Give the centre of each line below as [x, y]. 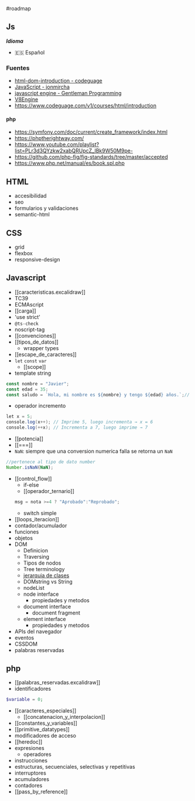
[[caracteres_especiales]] [45, 711]
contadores [28, 786]
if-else [31, 485]
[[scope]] [35, 366]
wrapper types [41, 348]
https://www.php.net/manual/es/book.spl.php [69, 163]
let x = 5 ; [19, 417]
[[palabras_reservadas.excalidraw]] [57, 683]
